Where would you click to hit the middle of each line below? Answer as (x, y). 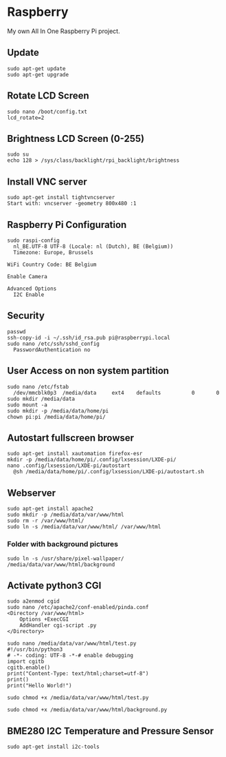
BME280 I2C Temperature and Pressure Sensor (111, 731)
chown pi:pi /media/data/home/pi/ (57, 417)
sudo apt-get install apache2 (50, 509)
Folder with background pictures (63, 544)
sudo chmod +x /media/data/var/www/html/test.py (78, 698)
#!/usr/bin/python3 (35, 650)
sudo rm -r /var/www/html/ (46, 521)
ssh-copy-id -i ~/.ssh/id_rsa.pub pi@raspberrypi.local (89, 338)
